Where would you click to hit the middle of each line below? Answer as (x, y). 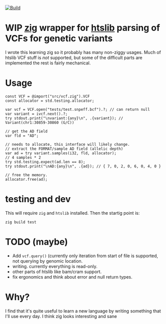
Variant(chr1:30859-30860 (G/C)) (40, 122)
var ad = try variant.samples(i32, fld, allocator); (61, 153)
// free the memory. (27, 175)
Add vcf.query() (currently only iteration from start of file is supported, (85, 256)
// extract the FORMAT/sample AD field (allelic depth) (64, 149)
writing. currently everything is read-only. (55, 266)
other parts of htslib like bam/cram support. (57, 272)
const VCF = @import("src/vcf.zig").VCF (48, 96)
